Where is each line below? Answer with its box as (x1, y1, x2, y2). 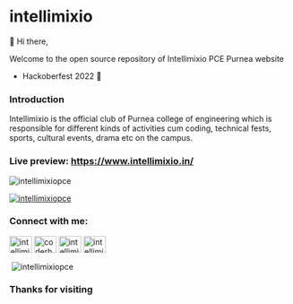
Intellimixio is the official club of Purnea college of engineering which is (9, 114, 272, 125)
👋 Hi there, (9, 36, 49, 47)
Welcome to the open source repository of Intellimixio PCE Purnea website (9, 53, 285, 64)
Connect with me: (9, 215, 89, 228)
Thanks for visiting (9, 283, 93, 296)
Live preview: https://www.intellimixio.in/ (9, 155, 194, 168)
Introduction (9, 92, 65, 105)
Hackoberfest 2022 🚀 (22, 70, 102, 82)
